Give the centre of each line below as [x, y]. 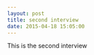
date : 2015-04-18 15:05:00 [46, 26]
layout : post [26, 13]
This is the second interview [47, 46]
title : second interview [43, 20]
